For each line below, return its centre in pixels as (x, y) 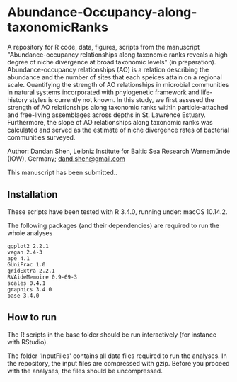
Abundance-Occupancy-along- (102, 12)
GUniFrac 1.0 (27, 264)
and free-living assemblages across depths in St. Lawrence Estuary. (107, 115)
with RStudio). (28, 342)
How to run (32, 317)
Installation (33, 195)
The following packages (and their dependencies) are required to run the (114, 225)
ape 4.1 (19, 258)
